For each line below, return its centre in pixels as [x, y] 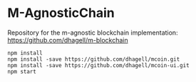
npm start [22, 71]
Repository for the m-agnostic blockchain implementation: [93, 33]
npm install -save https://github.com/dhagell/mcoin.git [94, 59]
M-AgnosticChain [61, 13]
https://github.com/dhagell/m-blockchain [68, 40]
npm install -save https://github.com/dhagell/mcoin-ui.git [99, 65]
